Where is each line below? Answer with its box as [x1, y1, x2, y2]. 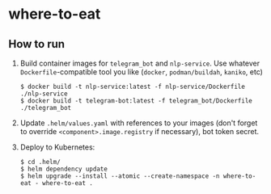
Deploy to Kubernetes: [19, 142, 95, 152]
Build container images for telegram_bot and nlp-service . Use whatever [19, 58, 260, 68]
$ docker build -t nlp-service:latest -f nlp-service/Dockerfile [19, 82, 245, 91]
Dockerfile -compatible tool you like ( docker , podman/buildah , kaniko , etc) [19, 67, 263, 77]
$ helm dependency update [19, 165, 108, 173]
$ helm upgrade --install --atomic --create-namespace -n [19, 172, 220, 180]
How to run [8, 37, 66, 51]
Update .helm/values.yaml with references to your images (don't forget [19, 118, 258, 128]
